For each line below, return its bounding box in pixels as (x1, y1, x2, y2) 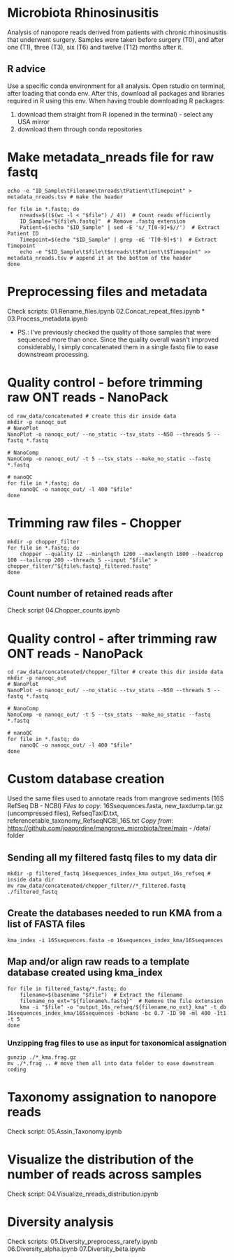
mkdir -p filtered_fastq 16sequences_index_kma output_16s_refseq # (7, 870, 211, 877)
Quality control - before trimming (7, 374, 203, 390)
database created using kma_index (7, 967, 163, 979)
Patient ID (7, 230, 39, 237)
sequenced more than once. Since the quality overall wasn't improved (17, 335, 219, 344)
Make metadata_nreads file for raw (7, 149, 214, 165)
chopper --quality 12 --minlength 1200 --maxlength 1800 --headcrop (20, 550, 224, 557)
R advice (7, 63, 46, 75)
